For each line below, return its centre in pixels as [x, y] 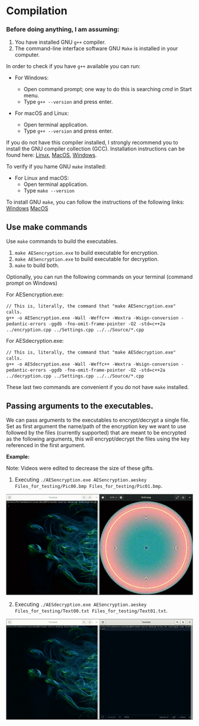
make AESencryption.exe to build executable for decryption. [87, 259]
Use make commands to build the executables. [62, 242]
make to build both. [37, 265]
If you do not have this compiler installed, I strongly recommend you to [92, 143]
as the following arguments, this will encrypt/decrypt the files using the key [98, 439]
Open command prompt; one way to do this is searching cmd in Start [108, 89]
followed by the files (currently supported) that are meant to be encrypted [96, 433]
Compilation [37, 11]
